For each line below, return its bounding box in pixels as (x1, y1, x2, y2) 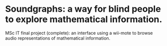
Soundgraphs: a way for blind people (5, 3, 161, 15)
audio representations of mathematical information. (5, 35, 111, 41)
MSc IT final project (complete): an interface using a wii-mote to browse (5, 30, 153, 36)
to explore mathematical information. (5, 14, 163, 25)
